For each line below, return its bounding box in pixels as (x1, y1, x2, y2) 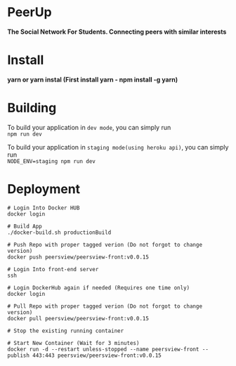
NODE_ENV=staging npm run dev (7, 157, 96, 165)
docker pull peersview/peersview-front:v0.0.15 (7, 315, 150, 322)
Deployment (7, 181, 81, 197)
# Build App (7, 223, 42, 230)
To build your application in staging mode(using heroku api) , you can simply (7, 143, 229, 151)
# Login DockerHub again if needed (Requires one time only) (7, 284, 190, 292)
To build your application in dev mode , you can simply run (7, 123, 171, 131)
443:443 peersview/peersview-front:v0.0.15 (32, 352, 162, 359)
